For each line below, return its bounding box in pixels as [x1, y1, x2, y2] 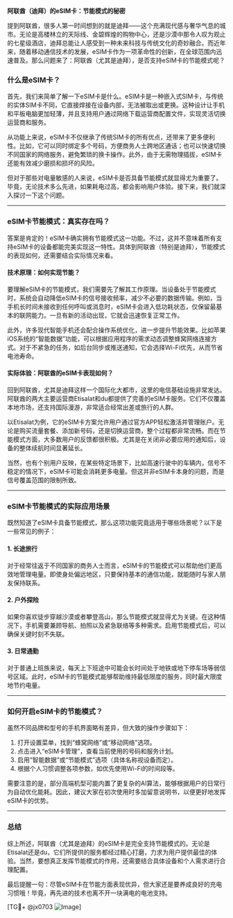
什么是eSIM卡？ [7, 75, 61, 85]
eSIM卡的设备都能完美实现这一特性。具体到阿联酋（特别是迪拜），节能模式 [12, 242, 225, 250]
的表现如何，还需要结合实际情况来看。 [7, 251, 116, 260]
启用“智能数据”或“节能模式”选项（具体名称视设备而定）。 [17, 756, 178, 764]
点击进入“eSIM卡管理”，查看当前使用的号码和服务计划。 [17, 747, 178, 756]
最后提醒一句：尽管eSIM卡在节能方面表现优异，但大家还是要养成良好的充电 [7, 880, 223, 888]
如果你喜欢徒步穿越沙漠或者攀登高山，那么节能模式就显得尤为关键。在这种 [7, 612, 220, 620]
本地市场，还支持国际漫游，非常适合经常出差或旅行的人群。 [7, 403, 178, 411]
